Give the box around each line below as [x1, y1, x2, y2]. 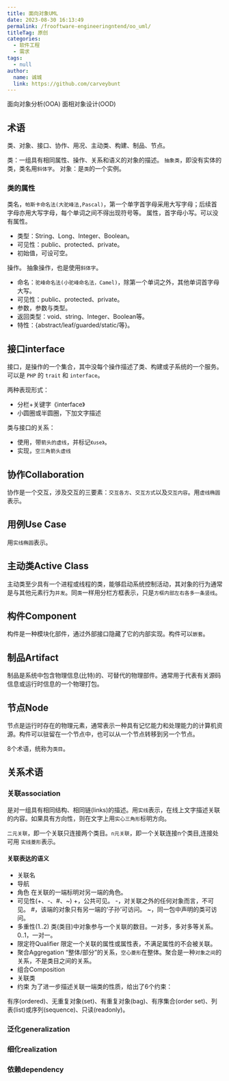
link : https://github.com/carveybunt [13, 80, 121, 87]
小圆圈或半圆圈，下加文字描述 [16, 409, 101, 417]
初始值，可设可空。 [16, 249, 72, 257]
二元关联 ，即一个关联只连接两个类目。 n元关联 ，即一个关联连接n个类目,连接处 [7, 829, 219, 837]
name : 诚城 [13, 73, 42, 81]
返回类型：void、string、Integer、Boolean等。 [16, 313, 148, 321]
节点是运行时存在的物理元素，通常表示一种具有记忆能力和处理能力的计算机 [7, 722, 217, 730]
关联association [7, 789, 61, 798]
